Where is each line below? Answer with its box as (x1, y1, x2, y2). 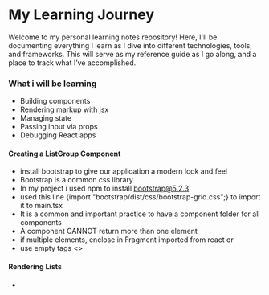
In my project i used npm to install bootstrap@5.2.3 (19, 183, 190, 194)
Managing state (19, 113, 72, 123)
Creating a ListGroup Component (8, 149, 121, 158)
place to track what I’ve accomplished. (8, 58, 137, 68)
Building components (19, 96, 91, 106)
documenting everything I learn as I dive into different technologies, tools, (8, 40, 253, 50)
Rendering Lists (8, 262, 63, 272)
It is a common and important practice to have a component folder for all (19, 209, 260, 219)
